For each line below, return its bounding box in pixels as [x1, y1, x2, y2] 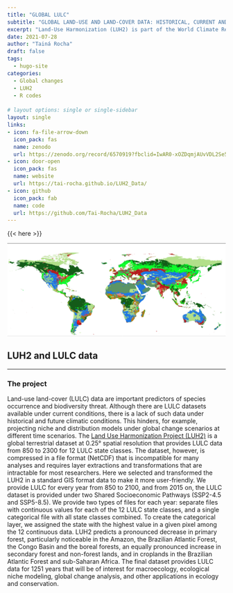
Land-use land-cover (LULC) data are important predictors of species [7, 395, 206, 403]
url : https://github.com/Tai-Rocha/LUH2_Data [13, 209, 148, 216]
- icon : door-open [7, 158, 60, 165]
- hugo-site [13, 63, 49, 70]
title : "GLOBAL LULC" [7, 11, 70, 18]
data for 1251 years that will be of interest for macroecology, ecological [7, 564, 209, 574]
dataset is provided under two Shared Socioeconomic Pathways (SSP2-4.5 [7, 491, 222, 499]
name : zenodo [13, 143, 51, 150]
